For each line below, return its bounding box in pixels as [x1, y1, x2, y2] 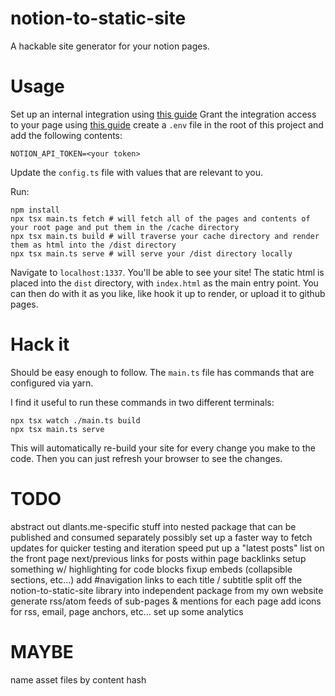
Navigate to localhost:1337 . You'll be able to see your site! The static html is [10, 266, 325, 278]
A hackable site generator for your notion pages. [10, 40, 210, 52]
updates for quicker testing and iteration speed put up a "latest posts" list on [10, 542, 325, 554]
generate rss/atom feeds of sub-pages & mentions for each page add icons [10, 595, 322, 607]
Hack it [10, 333, 70, 356]
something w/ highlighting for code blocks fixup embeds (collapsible [10, 563, 293, 575]
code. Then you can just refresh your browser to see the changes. [10, 452, 283, 464]
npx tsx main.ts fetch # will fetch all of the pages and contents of [10, 213, 311, 224]
